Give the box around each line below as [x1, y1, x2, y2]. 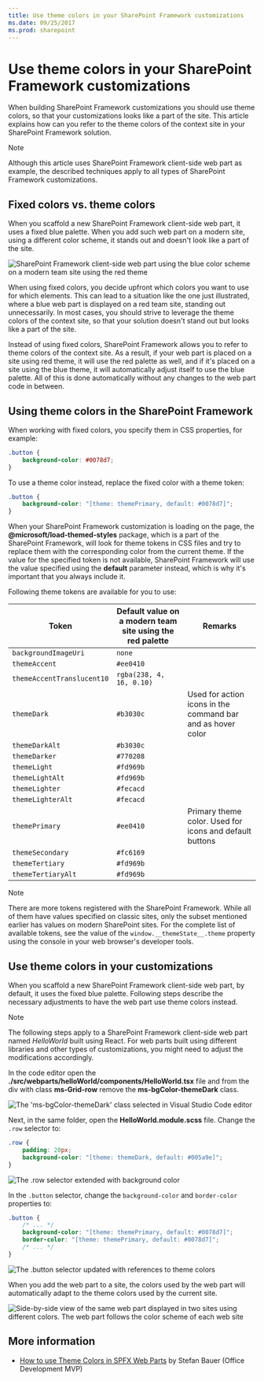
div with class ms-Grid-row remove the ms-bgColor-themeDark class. [8, 1085, 240, 1094]
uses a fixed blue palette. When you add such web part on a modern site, [8, 227, 245, 237]
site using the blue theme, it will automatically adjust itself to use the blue [8, 365, 245, 375]
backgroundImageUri [12, 648, 85, 658]
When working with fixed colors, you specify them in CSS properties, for [8, 425, 243, 434]
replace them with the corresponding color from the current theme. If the [8, 547, 244, 556]
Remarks [203, 621, 237, 632]
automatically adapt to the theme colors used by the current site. [8, 1288, 218, 1298]
